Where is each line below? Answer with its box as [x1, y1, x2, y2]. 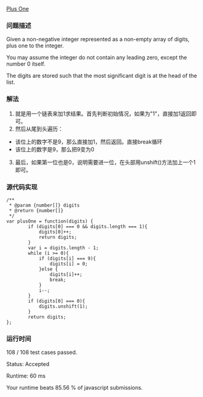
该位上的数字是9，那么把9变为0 [15, 145, 95, 153]
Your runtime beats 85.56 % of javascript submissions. [6, 384, 143, 392]
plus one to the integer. [6, 42, 64, 49]
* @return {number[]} [8, 207, 64, 213]
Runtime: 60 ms [6, 372, 46, 379]
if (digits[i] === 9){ [38, 255, 96, 261]
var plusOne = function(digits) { [6, 218, 94, 224]
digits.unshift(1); [38, 303, 88, 309]
